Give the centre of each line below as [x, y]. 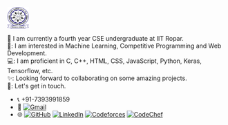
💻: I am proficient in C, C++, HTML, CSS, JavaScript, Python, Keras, [104, 61]
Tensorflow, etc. [30, 71]
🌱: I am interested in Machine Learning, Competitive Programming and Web [114, 46]
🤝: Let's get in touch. [37, 86]
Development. [27, 53]
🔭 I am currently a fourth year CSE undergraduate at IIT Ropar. [96, 38]
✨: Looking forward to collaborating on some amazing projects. [97, 78]
